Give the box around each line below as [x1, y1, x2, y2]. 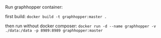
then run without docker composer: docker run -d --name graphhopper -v [5, 23, 156, 29]
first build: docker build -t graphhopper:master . [5, 14, 107, 19]
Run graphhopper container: [5, 4, 63, 10]
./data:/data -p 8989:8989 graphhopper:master [5, 28, 103, 33]
